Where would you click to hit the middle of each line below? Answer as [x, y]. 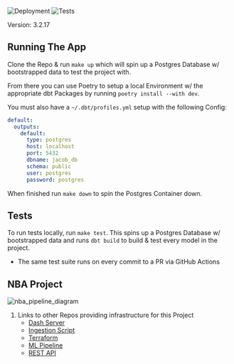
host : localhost [50, 147]
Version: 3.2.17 [29, 25]
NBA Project [35, 284]
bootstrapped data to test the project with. [69, 72]
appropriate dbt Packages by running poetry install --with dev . [103, 93]
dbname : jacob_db [52, 160]
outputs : [27, 127]
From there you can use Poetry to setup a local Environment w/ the [105, 85]
